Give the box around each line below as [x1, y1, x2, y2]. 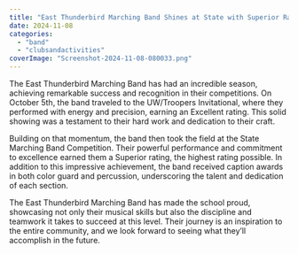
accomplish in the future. [9, 235, 100, 245]
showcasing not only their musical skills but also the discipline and [9, 207, 253, 217]
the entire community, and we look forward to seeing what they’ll [9, 226, 247, 235]
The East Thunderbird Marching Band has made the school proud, [9, 197, 251, 208]
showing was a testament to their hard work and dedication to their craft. [9, 116, 276, 127]
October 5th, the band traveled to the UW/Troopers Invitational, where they [9, 97, 284, 107]
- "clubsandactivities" [17, 46, 105, 55]
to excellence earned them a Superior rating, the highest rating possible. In [9, 152, 283, 162]
